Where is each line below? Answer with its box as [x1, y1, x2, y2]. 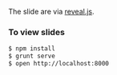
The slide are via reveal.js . [8, 7, 95, 16]
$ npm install [8, 45, 56, 53]
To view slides [8, 26, 66, 37]
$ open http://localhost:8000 [8, 60, 110, 68]
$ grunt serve [8, 52, 56, 61]
